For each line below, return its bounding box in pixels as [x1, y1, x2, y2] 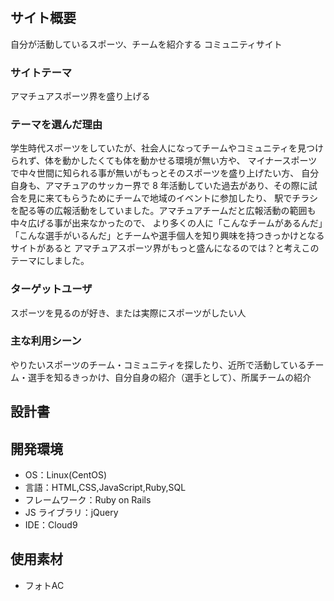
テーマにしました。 [10, 255, 90, 267]
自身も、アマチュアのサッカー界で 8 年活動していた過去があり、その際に [10, 180, 309, 192]
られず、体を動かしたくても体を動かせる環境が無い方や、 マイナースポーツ [10, 155, 318, 167]
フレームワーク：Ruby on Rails [24, 494, 152, 506]
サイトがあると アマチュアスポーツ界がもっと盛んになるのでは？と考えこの [10, 242, 320, 254]
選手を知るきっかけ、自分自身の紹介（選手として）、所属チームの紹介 [27, 371, 312, 383]
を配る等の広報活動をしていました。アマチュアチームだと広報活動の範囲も [10, 205, 317, 217]
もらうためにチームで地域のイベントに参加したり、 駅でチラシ [62, 192, 318, 204]
